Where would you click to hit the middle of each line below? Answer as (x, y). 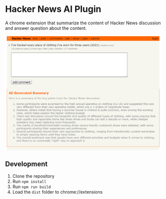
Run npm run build (32, 187)
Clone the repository (33, 176)
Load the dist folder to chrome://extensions (57, 192)
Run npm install (29, 181)
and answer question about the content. (46, 28)
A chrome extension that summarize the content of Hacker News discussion (83, 23)
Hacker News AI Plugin (53, 9)
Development (27, 164)
